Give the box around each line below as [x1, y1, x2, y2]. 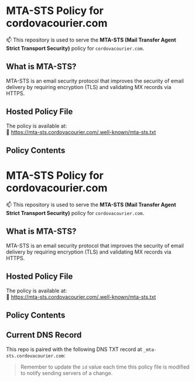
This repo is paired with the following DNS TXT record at [6, 346, 142, 353]
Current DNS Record [6, 330, 82, 340]
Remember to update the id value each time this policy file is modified [20, 363, 190, 370]
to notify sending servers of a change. [20, 369, 113, 376]
